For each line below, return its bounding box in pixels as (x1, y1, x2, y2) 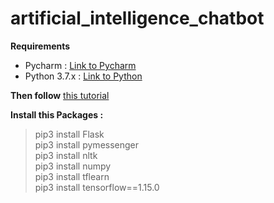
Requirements (10, 40, 71, 52)
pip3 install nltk (34, 149, 98, 161)
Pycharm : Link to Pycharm (24, 59, 137, 71)
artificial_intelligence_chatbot (10, 7, 265, 30)
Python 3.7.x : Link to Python (24, 70, 143, 82)
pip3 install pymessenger (34, 138, 140, 151)
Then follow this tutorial (10, 89, 110, 101)
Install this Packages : (10, 108, 104, 121)
